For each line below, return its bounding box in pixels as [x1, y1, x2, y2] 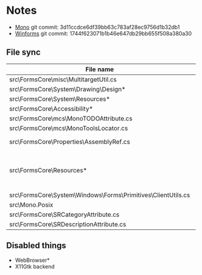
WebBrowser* [14, 256, 50, 264]
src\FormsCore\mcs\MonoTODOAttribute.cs [9, 114, 133, 122]
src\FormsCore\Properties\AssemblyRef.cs [9, 137, 130, 146]
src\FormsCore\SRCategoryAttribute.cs [9, 210, 120, 219]
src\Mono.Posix [9, 201, 54, 209]
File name [85, 65, 114, 73]
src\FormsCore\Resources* [9, 166, 87, 174]
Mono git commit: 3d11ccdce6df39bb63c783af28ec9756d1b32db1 [14, 23, 180, 31]
